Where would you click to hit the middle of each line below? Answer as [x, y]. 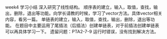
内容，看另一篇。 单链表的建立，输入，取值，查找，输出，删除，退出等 [78, 19]
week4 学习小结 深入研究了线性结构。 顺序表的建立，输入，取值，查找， [79, 7]
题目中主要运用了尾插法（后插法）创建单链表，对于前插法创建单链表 [89, 25]
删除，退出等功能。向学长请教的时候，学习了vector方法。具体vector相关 [88, 13]
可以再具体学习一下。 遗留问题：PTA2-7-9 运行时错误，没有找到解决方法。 [82, 31]
